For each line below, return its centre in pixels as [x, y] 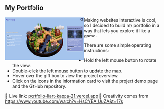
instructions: [97, 50]
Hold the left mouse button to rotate [120, 60]
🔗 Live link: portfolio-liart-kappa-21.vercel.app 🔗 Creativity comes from [77, 96]
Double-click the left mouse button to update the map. [67, 71]
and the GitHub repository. [39, 86]
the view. [21, 65]
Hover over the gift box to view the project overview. [66, 75]
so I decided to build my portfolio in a [122, 25]
